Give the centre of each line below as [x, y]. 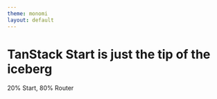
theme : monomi [28, 13]
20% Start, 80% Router [41, 88]
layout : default [31, 20]
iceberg [30, 69]
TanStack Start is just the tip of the [109, 54]
